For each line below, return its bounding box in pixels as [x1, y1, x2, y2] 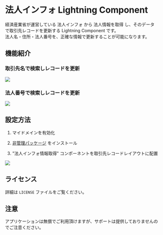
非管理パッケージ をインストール [12, 140, 78, 146]
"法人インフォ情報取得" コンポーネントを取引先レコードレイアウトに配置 [12, 150, 158, 156]
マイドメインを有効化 [12, 130, 55, 136]
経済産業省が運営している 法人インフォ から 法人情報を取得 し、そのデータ [5, 21, 155, 27]
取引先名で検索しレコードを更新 [5, 65, 80, 72]
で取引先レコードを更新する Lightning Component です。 [5, 27, 119, 33]
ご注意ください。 [9, 225, 44, 231]
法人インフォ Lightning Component [5, 4, 148, 16]
